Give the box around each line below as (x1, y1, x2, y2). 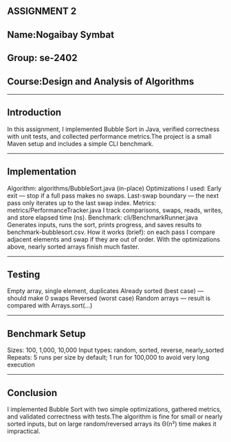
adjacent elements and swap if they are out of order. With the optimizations (7, 235, 221, 243)
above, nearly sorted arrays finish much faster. (7, 242, 140, 251)
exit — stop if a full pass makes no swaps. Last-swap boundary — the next (7, 191, 219, 200)
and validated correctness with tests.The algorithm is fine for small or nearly (7, 412, 223, 421)
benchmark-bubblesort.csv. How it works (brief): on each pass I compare (7, 228, 215, 236)
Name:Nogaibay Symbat (7, 29, 115, 40)
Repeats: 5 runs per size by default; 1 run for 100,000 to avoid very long (7, 353, 210, 362)
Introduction (7, 106, 62, 119)
